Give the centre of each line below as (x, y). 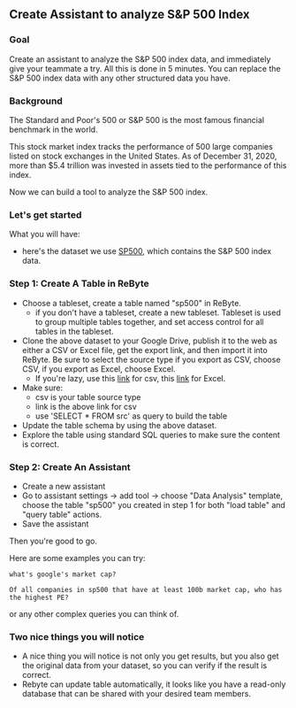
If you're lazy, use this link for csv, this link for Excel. (130, 378)
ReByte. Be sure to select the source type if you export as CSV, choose (151, 359)
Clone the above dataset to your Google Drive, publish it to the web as (150, 341)
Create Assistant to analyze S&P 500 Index (129, 15)
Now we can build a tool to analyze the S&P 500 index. (109, 192)
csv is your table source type (88, 396)
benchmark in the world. (54, 129)
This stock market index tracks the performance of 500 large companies (141, 146)
